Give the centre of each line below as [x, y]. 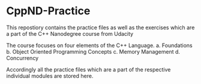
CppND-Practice [48, 11]
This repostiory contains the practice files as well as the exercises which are [100, 27]
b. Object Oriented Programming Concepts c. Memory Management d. [93, 51]
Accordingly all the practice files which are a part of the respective [88, 69]
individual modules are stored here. [50, 76]
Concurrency [22, 58]
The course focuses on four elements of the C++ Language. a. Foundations [100, 45]
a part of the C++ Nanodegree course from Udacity [70, 33]
